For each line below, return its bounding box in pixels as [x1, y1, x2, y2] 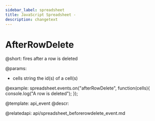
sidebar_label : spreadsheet [5, 7, 65, 13]
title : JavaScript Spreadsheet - [5, 12, 76, 17]
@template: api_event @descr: [5, 100, 70, 107]
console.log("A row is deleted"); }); [5, 90, 78, 97]
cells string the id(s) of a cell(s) [12, 75, 78, 81]
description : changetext [5, 17, 58, 22]
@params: [5, 66, 27, 72]
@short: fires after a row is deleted [5, 55, 78, 62]
